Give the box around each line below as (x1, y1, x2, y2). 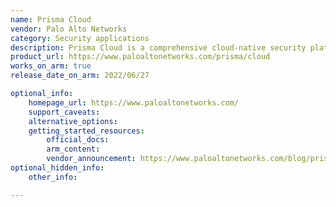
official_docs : (46, 135, 110, 145)
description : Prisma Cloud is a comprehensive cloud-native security (10, 42, 307, 53)
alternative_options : (28, 116, 118, 126)
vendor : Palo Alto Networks (10, 24, 128, 34)
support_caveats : (28, 107, 101, 117)
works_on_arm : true (10, 61, 92, 71)
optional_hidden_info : (10, 163, 105, 173)
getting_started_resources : (28, 126, 145, 136)
